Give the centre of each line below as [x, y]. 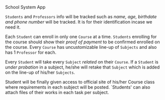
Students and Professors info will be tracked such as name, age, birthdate [81, 17]
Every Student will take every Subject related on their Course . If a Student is [82, 62]
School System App [25, 7]
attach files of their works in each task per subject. [57, 92]
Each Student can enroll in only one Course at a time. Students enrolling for [81, 37]
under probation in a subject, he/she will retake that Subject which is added [82, 67]
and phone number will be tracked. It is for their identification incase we [79, 22]
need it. [13, 27]
